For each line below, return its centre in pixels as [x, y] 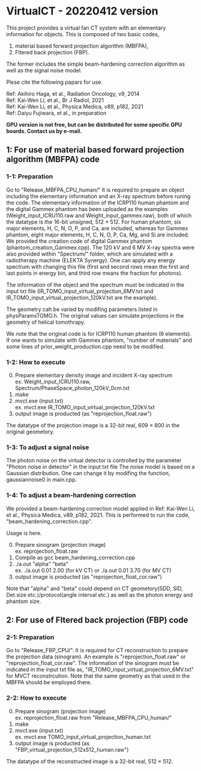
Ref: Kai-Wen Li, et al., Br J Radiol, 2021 [55, 100]
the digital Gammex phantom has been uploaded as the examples [87, 209]
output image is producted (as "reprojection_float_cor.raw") [88, 576]
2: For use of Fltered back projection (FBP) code [97, 620]
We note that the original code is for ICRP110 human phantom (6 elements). [99, 333]
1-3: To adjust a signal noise [48, 447]
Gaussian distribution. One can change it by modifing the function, [88, 473]
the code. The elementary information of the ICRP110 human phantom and [97, 203]
